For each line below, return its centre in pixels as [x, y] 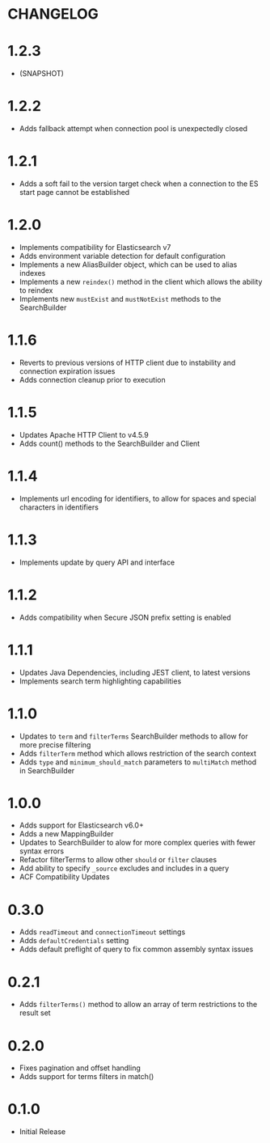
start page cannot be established [74, 192]
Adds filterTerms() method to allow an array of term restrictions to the [138, 1005]
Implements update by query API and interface [97, 562]
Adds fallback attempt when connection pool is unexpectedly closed [133, 129]
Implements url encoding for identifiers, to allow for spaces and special [137, 498]
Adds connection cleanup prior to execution [93, 379]
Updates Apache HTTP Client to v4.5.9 [84, 434]
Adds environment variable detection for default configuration [122, 256]
